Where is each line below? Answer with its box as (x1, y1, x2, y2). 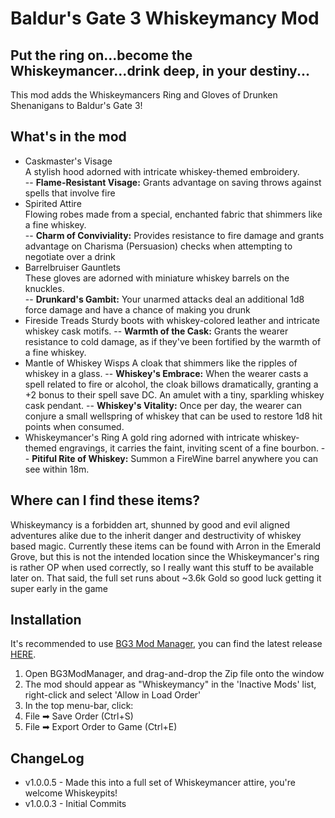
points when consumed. (24, 420, 125, 432)
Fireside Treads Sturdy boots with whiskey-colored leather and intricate (24, 314, 321, 326)
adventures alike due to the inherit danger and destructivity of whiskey (10, 529, 302, 541)
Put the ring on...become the (10, 47, 193, 64)
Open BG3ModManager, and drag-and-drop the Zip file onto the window (24, 668, 325, 680)
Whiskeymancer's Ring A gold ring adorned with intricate (24, 431, 260, 443)
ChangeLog (10, 750, 85, 767)
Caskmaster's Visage (24, 155, 113, 167)
